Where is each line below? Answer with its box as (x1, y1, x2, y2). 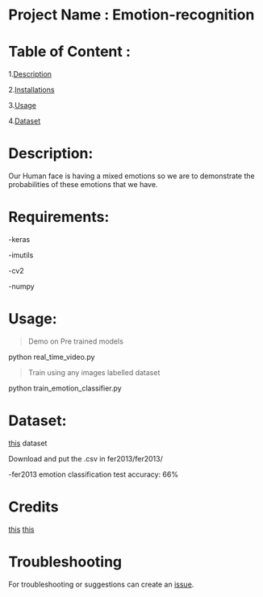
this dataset (8, 438, 48, 448)
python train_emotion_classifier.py (8, 383, 123, 393)
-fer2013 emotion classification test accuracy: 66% (8, 470, 179, 479)
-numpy (8, 282, 35, 291)
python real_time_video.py (8, 352, 95, 361)
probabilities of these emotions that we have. (8, 180, 158, 190)
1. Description (8, 69, 52, 79)
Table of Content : (8, 43, 131, 61)
